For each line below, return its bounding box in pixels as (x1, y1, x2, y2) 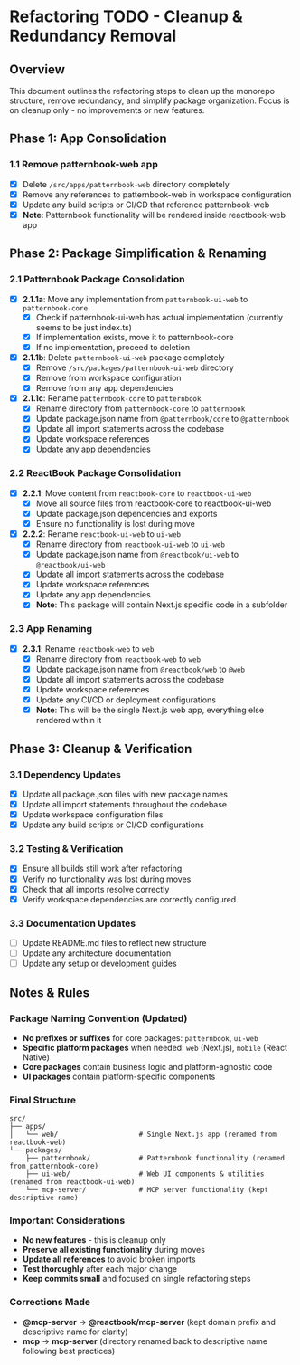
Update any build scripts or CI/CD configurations (22, 819, 205, 830)
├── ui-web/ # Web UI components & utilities (25, 1169, 265, 1179)
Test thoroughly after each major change (22, 1264, 178, 1274)
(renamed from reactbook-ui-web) (9, 1178, 136, 1187)
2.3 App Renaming (9, 623, 93, 635)
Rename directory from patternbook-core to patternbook (35, 403, 246, 414)
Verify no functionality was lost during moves (22, 873, 192, 884)
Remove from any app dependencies (35, 383, 173, 394)
